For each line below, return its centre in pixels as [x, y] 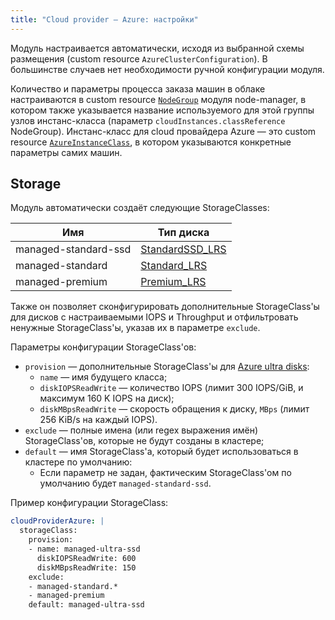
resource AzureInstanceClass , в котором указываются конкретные [151, 142]
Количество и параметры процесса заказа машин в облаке [138, 88]
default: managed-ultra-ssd [86, 605]
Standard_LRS [174, 266]
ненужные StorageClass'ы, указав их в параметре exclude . [135, 328]
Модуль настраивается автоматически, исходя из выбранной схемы [157, 48]
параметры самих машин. [66, 152]
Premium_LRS [173, 282]
